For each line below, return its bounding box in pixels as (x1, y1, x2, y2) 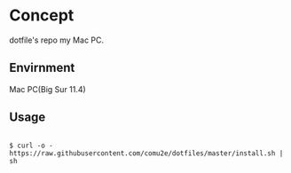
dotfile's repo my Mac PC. (9, 35, 105, 45)
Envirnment (9, 60, 75, 75)
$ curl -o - (9, 141, 53, 150)
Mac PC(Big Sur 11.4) (9, 83, 86, 94)
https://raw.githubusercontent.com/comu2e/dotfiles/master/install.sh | (9, 148, 284, 158)
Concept (9, 5, 75, 26)
